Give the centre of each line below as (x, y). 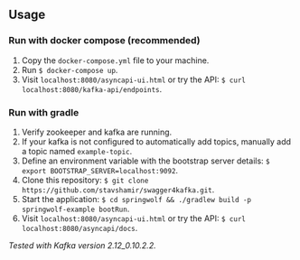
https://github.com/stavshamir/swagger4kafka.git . (118, 190)
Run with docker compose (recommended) (104, 41)
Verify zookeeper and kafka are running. (97, 132)
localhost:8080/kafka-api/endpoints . (92, 88)
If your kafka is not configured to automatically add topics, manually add (156, 141)
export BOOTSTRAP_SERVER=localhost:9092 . (99, 170)
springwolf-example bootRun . (75, 209)
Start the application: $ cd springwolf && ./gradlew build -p (136, 199)
